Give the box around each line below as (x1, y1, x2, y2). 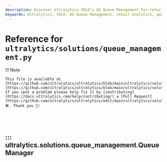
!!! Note (5, 67, 20, 73)
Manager (5, 149, 34, 157)
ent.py (5, 53, 32, 62)
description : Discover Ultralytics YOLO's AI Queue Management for (5, 7, 148, 12)
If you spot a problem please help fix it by (5, 90, 101, 95)
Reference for (5, 33, 63, 45)
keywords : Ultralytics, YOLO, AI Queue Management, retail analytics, (5, 12, 155, 17)
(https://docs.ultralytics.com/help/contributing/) (5, 94, 114, 99)
